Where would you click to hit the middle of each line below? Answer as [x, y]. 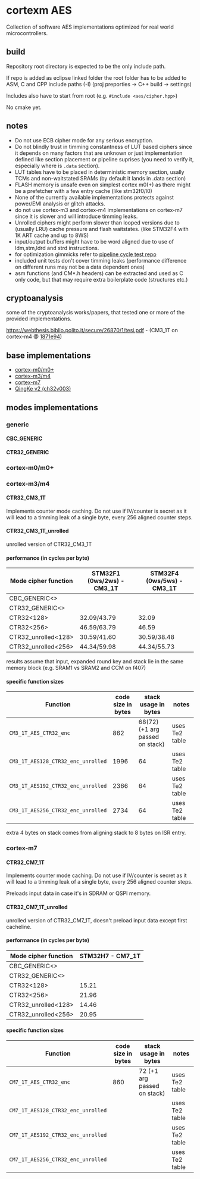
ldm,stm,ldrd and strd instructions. [57, 248]
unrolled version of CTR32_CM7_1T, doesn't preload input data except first [97, 920]
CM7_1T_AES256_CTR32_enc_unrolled [58, 1160]
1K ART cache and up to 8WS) [52, 235]
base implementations [49, 355]
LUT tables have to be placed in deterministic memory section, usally [99, 172]
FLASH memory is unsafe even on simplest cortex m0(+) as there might [102, 185]
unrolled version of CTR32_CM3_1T [49, 544]
